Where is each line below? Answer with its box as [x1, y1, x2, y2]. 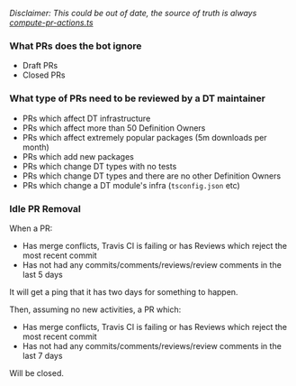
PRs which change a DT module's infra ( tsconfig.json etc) [22, 179, 240, 190]
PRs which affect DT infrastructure [22, 113, 151, 124]
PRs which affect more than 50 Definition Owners [22, 122, 206, 133]
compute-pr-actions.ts [9, 17, 94, 28]
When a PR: [9, 223, 53, 234]
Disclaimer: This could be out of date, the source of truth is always [9, 8, 257, 18]
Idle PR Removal [9, 202, 81, 215]
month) [22, 142, 49, 152]
